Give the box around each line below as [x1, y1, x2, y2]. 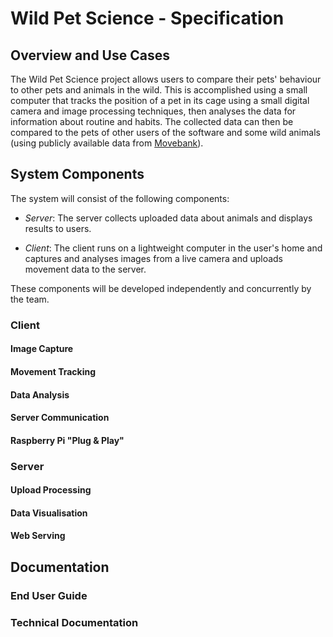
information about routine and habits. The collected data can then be [10, 116, 294, 127]
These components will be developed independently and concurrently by [10, 282, 312, 294]
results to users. [24, 222, 92, 234]
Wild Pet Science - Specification [10, 7, 285, 30]
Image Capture [10, 343, 74, 355]
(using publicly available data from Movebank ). [10, 137, 204, 149]
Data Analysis [10, 388, 70, 401]
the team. [10, 293, 50, 305]
